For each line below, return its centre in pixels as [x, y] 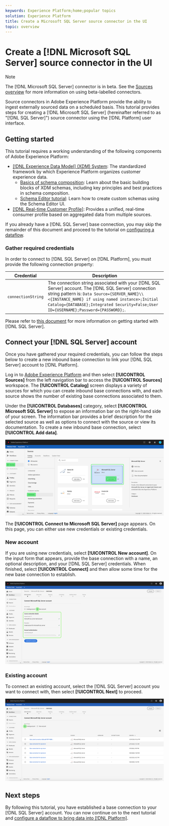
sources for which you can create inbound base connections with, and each [84, 391]
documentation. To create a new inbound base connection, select [73, 427]
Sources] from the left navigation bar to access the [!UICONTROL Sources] [84, 380]
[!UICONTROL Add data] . [32, 433]
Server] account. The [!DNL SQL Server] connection [102, 288]
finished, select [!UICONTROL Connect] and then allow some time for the [81, 569]
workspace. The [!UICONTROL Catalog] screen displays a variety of [76, 385]
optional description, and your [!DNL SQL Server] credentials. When [75, 564]
